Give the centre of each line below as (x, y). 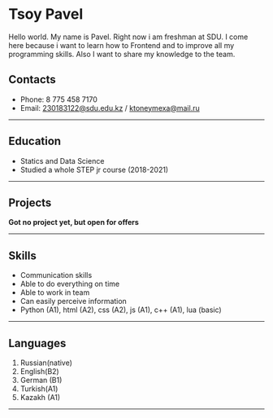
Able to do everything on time (70, 284)
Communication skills (56, 275)
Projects (30, 202)
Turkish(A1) (39, 389)
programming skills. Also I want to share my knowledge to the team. (122, 54)
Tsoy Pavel (46, 14)
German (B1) (41, 380)
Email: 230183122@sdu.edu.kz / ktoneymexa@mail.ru (110, 108)
